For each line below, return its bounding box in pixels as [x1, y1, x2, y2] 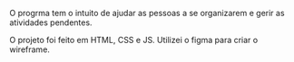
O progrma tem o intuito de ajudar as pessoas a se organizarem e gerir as [9, 8, 285, 18]
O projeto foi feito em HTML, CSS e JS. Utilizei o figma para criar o [9, 35, 259, 45]
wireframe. [9, 44, 50, 55]
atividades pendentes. [9, 17, 93, 28]
